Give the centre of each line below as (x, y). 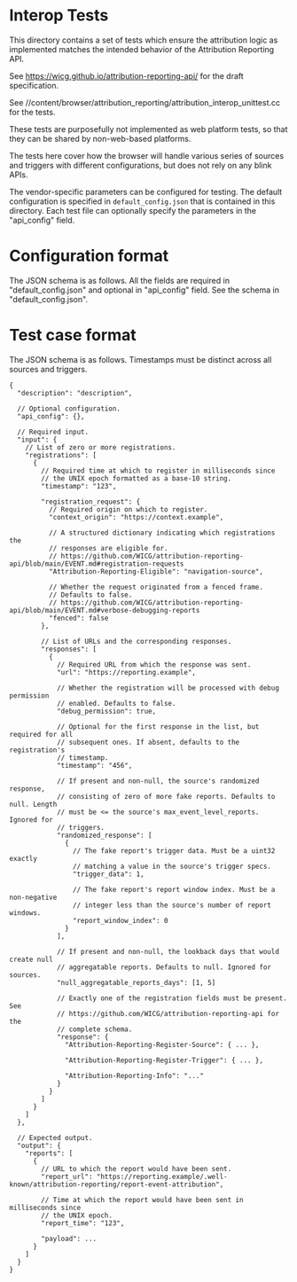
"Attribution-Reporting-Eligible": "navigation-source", (156, 571)
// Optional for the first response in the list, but (158, 727)
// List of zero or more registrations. (101, 447)
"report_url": (67, 1176)
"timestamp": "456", (94, 765)
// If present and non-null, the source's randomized (158, 781)
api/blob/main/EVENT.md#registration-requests (97, 564)
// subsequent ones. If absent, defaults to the (148, 742)
